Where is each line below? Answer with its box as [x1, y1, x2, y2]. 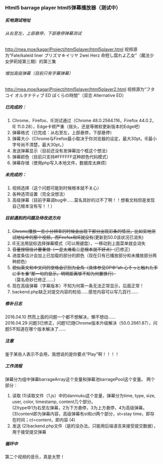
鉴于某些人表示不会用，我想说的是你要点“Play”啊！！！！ [5, 351, 120, 357]
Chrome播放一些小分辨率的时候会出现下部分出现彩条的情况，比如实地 [12, 228, 152, 234]
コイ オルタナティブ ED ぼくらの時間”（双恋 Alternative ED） [5, 92, 127, 98]
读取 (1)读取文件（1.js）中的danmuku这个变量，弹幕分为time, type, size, [12, 392, 156, 398]
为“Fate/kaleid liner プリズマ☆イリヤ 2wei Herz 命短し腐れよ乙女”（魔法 [5, 52, 150, 58]
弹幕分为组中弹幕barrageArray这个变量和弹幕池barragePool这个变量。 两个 [5, 376, 155, 382]
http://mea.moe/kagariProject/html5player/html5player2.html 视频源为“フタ [5, 86, 155, 92]
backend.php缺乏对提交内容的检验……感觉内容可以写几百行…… [12, 289, 138, 294]
